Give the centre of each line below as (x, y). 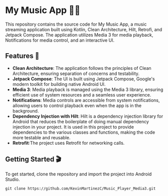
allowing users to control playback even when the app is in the (77, 106)
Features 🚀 (22, 56)
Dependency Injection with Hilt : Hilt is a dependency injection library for (88, 116)
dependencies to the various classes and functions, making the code (84, 132)
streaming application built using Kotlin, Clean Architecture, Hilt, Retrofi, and (84, 29)
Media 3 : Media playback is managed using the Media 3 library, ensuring (88, 89)
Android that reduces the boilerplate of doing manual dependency (81, 121)
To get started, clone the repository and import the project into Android (78, 174)
